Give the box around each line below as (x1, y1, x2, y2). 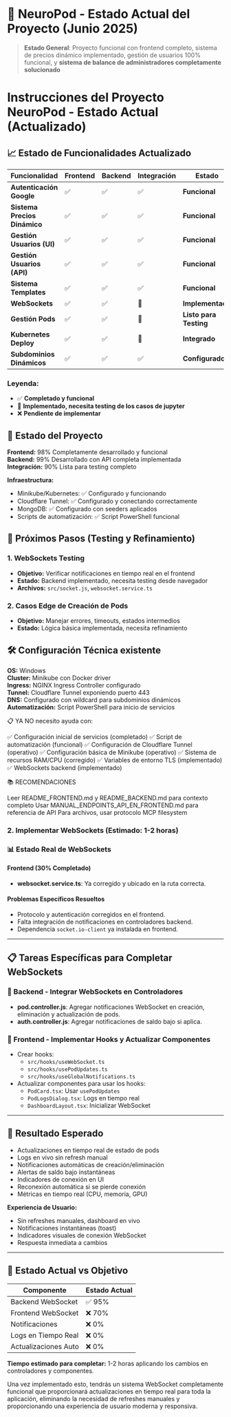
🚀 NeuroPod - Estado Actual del (7, 6, 190, 22)
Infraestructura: (7, 476, 54, 484)
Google (10, 191, 35, 200)
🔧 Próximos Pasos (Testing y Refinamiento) (7, 533, 196, 544)
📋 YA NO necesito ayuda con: (7, 716, 93, 725)
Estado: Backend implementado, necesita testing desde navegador (16, 576, 208, 584)
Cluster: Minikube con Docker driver (7, 674, 111, 682)
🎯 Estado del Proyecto (7, 429, 103, 441)
